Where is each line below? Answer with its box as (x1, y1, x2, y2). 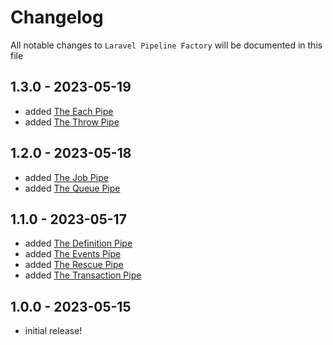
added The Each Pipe (24, 105, 114, 117)
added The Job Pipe (24, 171, 109, 183)
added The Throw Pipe (24, 116, 120, 128)
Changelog (10, 6, 104, 29)
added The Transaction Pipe (24, 269, 142, 281)
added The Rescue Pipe (24, 259, 124, 271)
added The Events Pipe (24, 248, 122, 260)
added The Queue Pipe (24, 182, 121, 194)
